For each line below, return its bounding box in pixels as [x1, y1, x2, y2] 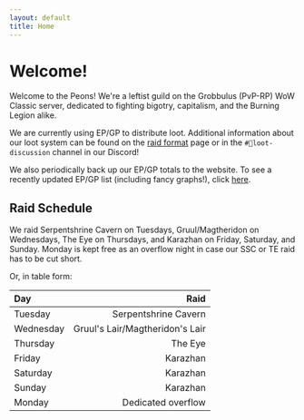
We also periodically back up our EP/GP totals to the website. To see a [9, 164, 272, 175]
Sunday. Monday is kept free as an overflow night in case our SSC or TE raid [9, 244, 296, 255]
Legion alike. [9, 110, 57, 121]
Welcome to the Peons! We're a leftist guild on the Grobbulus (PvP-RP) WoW [9, 91, 295, 102]
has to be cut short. [9, 253, 83, 264]
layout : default [9, 13, 71, 23]
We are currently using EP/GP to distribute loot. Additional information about [9, 128, 295, 139]
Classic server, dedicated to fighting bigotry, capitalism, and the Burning [9, 101, 279, 112]
